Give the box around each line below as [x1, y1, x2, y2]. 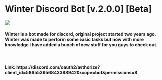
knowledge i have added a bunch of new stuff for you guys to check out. [5, 41, 158, 48]
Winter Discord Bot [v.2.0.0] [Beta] [5, 3, 152, 15]
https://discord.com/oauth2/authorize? [16, 64, 100, 70]
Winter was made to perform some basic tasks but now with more [5, 36, 144, 42]
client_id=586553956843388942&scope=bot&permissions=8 [5, 69, 138, 75]
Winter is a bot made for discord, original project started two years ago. [5, 31, 156, 37]
